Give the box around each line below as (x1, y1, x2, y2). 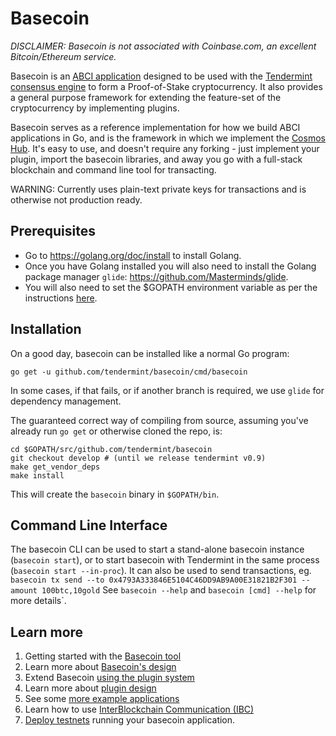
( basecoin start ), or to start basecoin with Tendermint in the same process (10, 554, 320, 566)
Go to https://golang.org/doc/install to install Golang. (24, 249, 242, 261)
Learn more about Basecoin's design (24, 661, 177, 673)
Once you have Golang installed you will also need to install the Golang (24, 260, 317, 272)
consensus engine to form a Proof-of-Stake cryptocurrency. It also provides (10, 80, 323, 92)
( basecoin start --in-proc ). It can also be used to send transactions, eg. (10, 565, 312, 577)
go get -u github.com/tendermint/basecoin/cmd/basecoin (10, 367, 248, 377)
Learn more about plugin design (24, 682, 157, 694)
